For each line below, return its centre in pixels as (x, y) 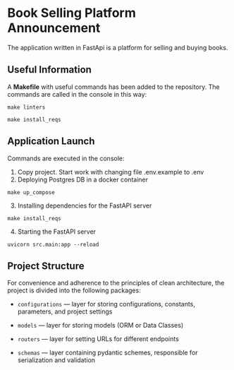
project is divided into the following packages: (74, 290)
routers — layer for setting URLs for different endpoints (98, 339)
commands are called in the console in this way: (77, 94)
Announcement (54, 28)
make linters (26, 107)
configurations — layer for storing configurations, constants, (106, 304)
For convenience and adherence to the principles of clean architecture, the (116, 283)
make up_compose (31, 192)
